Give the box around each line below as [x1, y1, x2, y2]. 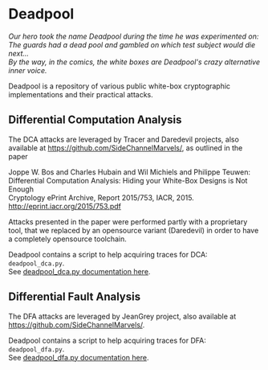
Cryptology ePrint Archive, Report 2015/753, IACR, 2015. [8, 192, 194, 202]
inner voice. [8, 65, 47, 75]
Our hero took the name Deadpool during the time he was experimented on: [8, 31, 259, 41]
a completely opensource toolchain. [8, 234, 127, 244]
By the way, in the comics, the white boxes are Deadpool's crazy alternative [8, 57, 261, 67]
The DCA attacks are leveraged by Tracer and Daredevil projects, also [8, 134, 239, 144]
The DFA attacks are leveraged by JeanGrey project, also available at [8, 311, 237, 321]
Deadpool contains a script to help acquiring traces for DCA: [8, 249, 208, 259]
